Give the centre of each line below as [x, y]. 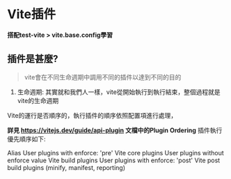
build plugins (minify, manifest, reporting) [66, 167]
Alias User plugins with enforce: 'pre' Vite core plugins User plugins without [115, 153]
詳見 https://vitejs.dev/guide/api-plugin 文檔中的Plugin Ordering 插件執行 [115, 130]
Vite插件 [32, 14]
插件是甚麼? [33, 59]
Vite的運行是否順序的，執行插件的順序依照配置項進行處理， [92, 115]
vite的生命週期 [38, 100]
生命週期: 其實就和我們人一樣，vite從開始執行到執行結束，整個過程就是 [119, 92]
